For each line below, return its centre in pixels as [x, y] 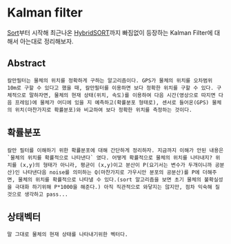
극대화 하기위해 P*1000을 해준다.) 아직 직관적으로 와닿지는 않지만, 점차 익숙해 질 [118, 187]
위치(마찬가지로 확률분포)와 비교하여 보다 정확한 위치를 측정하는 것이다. [103, 110]
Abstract [27, 63]
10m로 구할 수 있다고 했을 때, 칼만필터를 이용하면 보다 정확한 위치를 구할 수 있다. [110, 88]
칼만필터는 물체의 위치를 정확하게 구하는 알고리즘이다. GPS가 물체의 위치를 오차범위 [110, 81]
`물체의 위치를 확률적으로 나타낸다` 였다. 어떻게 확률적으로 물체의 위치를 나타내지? [110, 157]
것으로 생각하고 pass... [38, 194]
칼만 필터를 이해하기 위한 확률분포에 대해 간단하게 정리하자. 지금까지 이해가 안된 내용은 [115, 150]
